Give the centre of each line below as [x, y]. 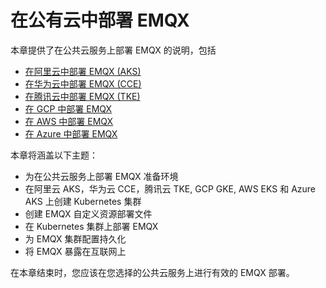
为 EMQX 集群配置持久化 [75, 238]
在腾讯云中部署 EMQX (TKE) [82, 96]
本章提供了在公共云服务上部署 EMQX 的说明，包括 [113, 50]
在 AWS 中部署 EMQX [69, 121]
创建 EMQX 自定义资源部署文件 [88, 213]
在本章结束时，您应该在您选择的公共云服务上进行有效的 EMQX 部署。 [152, 272]
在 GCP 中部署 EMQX [68, 108]
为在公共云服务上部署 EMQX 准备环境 [101, 176]
